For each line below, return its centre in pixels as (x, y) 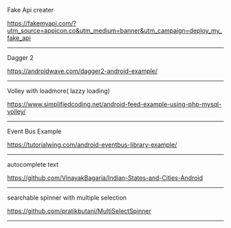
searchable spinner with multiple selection (67, 198)
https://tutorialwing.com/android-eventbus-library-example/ (92, 145)
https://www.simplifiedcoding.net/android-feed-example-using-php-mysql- (114, 104)
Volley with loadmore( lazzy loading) (58, 91)
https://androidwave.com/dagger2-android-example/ (82, 71)
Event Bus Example (34, 131)
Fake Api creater (30, 10)
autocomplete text (33, 164)
